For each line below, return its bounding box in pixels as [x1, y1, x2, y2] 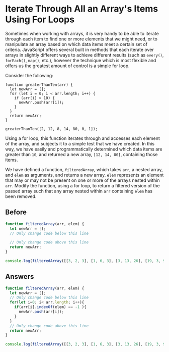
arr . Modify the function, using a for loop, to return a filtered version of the [5, 182, 160, 188]
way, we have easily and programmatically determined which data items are [5, 146, 162, 152]
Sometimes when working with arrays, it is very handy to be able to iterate [5, 30, 159, 36]
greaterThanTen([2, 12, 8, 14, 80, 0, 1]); [5, 126, 98, 131]
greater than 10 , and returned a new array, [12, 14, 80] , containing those [5, 151, 158, 157]
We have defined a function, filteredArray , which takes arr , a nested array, [5, 166, 163, 172]
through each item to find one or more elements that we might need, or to [5, 36, 157, 42]
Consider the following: [5, 72, 54, 78]
